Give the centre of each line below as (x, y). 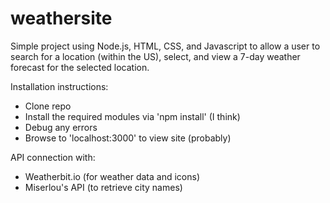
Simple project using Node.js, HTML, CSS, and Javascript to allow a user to (165, 46)
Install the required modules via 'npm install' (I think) (132, 116)
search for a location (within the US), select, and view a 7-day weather (155, 56)
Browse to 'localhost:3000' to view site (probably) (128, 138)
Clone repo (48, 106)
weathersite (61, 18)
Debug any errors (61, 127)
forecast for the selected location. (80, 67)
